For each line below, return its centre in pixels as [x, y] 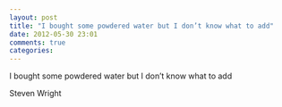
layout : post [34, 17]
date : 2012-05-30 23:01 [54, 34]
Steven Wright [35, 94]
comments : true [38, 42]
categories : [31, 51]
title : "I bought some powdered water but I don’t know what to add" [142, 26]
